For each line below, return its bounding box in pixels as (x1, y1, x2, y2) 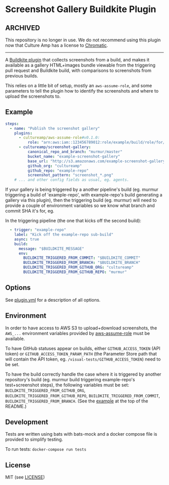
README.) (5, 403, 27, 409)
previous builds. (5, 73, 39, 79)
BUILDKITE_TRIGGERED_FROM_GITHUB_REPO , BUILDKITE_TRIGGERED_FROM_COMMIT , (5, 392, 160, 398)
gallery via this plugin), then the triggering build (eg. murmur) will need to (5, 197, 157, 203)
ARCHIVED (5, 24, 40, 32)
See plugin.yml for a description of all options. (5, 297, 101, 303)
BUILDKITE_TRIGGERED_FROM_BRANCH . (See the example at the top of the (5, 398, 148, 404)
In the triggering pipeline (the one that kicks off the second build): (5, 218, 142, 224)
